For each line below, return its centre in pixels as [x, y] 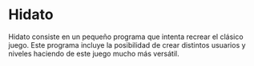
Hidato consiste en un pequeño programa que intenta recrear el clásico [126, 37]
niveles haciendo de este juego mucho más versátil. [94, 53]
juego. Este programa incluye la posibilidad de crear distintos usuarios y [127, 45]
